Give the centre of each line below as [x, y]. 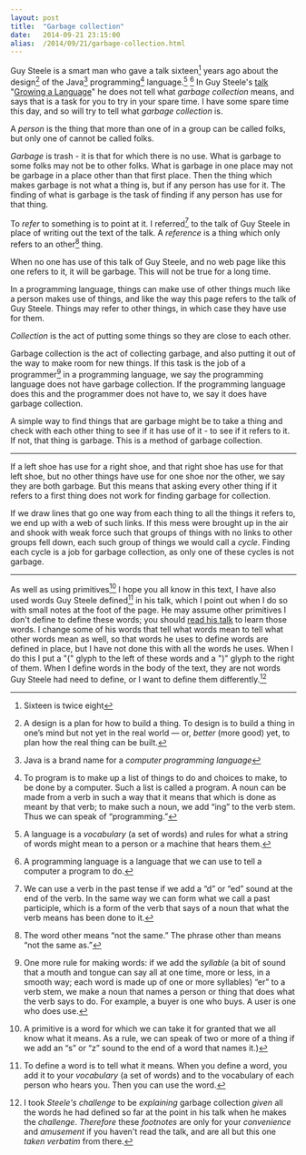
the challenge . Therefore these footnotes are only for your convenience [157, 1121]
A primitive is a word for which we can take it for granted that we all [149, 1028]
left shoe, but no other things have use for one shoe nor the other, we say [148, 476]
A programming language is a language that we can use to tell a [143, 861]
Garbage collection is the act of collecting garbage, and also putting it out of [153, 353]
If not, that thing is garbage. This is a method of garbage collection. [136, 440]
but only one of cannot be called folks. [82, 138]
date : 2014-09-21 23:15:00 [65, 35]
